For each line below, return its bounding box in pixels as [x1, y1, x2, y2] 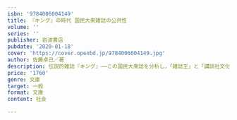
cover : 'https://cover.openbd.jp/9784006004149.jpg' [7, 50, 166, 57]
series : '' [7, 30, 39, 37]
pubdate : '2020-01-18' [7, 43, 74, 50]
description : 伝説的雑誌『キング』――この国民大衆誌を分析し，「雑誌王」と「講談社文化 [7, 63, 231, 70]
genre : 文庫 [7, 76, 40, 83]
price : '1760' [7, 69, 49, 76]
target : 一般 [7, 83, 44, 90]
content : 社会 [7, 96, 47, 103]
